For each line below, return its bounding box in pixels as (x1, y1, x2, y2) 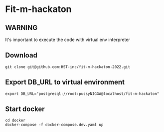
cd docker (5, 118, 26, 123)
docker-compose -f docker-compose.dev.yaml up (5, 122, 104, 127)
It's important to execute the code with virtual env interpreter (5, 36, 131, 42)
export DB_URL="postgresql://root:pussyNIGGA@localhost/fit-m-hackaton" (5, 91, 160, 96)
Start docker (5, 105, 45, 113)
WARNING (5, 23, 38, 32)
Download (5, 51, 37, 59)
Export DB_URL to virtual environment (5, 78, 125, 86)
